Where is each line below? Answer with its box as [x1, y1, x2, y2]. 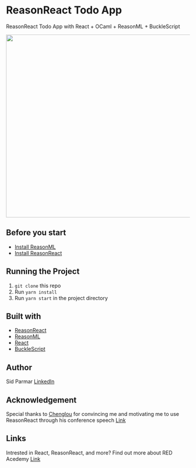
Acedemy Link [6, 455, 41, 462]
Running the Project [6, 267, 80, 277]
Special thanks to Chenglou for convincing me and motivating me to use [6, 411, 180, 417]
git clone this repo [14, 282, 61, 289]
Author [6, 362, 32, 372]
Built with [6, 311, 41, 321]
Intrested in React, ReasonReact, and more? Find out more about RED [6, 449, 173, 456]
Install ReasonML [14, 243, 57, 250]
